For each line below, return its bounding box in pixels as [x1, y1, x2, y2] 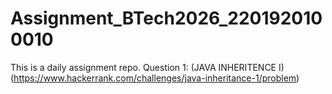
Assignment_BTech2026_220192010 [10, 7, 323, 30]
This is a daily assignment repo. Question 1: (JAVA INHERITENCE [10, 61, 277, 73]
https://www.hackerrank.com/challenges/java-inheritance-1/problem [13, 72, 297, 84]
